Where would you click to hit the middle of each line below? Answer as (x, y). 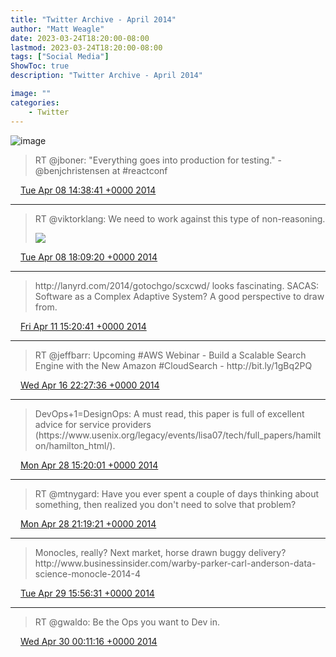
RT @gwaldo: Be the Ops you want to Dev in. (127, 622)
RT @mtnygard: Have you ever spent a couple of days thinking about (177, 493)
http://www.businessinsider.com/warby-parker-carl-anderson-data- (175, 563)
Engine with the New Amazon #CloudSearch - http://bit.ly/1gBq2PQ (173, 365)
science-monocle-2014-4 (88, 573)
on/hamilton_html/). (75, 445)
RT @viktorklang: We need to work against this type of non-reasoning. (180, 218)
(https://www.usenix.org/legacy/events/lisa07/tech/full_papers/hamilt (178, 435)
